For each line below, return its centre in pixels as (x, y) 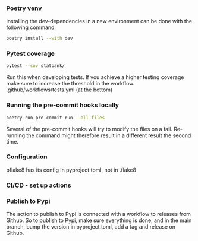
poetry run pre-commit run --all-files (56, 118)
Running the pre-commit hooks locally (63, 105)
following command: (31, 27)
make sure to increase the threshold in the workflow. (70, 84)
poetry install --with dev (40, 39)
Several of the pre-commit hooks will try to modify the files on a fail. (89, 129)
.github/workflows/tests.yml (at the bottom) (59, 90)
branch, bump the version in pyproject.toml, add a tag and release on (91, 227)
